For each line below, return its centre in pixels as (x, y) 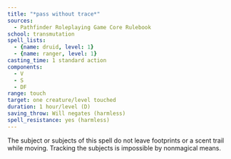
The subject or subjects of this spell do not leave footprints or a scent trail (116, 140)
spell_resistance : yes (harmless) (59, 120)
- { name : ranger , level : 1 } (56, 54)
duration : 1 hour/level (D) (49, 107)
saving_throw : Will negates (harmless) (67, 113)
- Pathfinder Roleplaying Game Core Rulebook (83, 27)
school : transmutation (41, 34)
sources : (20, 21)
